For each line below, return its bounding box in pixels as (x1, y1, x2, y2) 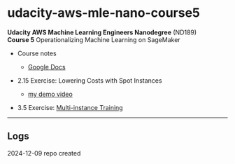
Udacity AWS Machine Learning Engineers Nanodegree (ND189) (7, 28, 197, 36)
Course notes (17, 49, 57, 57)
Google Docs (27, 62, 66, 71)
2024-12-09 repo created (7, 149, 81, 157)
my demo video (27, 90, 73, 98)
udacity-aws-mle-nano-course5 (7, 5, 201, 21)
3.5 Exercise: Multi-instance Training (17, 103, 124, 111)
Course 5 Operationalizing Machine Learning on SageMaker (7, 35, 180, 43)
